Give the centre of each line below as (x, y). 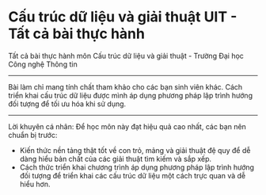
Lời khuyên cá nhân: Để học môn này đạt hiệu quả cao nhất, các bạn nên (127, 126)
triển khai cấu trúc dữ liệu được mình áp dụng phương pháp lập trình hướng (131, 95)
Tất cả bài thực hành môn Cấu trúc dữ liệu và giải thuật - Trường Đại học (126, 55)
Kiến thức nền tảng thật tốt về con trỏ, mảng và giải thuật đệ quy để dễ (135, 150)
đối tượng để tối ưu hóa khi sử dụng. (67, 104)
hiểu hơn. (35, 184)
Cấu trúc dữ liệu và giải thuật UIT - (123, 17)
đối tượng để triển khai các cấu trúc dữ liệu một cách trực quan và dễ (133, 175)
